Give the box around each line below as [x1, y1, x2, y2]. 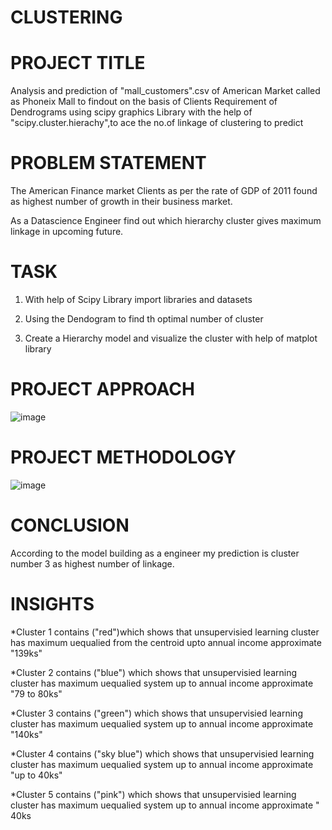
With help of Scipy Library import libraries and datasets [24, 294, 253, 305]
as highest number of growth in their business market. [10, 196, 233, 208]
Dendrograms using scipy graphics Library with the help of [10, 106, 253, 118]
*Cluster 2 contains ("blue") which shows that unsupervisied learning [10, 666, 298, 678]
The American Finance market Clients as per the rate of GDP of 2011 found [10, 185, 318, 197]
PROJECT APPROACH [10, 378, 195, 401]
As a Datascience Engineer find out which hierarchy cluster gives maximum [10, 215, 322, 227]
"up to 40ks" [10, 769, 63, 781]
